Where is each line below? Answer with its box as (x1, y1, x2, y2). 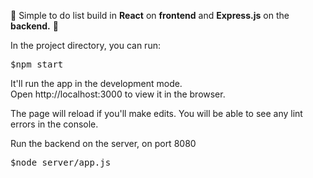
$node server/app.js (10, 157, 112, 168)
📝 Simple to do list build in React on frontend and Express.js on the (10, 10, 290, 21)
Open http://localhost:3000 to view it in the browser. (10, 88, 226, 100)
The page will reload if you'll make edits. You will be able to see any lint (10, 108, 303, 119)
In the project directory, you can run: (10, 40, 161, 51)
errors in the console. (10, 118, 99, 130)
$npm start (10, 59, 64, 70)
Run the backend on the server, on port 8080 (10, 138, 197, 149)
